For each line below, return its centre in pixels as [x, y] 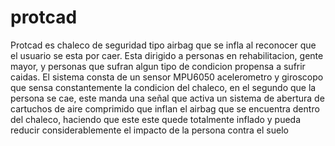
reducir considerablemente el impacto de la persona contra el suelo [149, 130]
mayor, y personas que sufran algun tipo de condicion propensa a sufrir [158, 66]
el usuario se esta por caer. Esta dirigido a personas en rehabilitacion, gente [167, 55]
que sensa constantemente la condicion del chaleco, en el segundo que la [163, 87]
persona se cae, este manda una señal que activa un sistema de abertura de [167, 98]
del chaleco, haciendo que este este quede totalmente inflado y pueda [156, 119]
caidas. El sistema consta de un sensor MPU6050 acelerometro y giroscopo [167, 77]
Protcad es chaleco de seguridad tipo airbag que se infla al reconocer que [163, 45]
